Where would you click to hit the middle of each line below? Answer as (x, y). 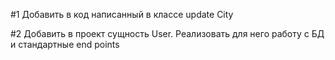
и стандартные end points (65, 44)
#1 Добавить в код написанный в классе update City (122, 14)
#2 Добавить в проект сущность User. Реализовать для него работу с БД (167, 33)
